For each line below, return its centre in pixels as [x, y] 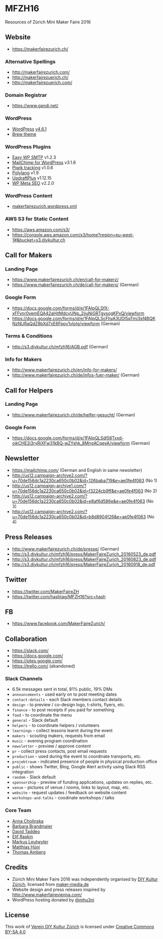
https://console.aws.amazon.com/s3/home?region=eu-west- [73, 235]
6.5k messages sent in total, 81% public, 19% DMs [62, 689]
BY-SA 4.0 [15, 932]
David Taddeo [26, 831]
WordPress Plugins [28, 146]
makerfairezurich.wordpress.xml [44, 206]
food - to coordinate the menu [42, 715]
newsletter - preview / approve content [51, 746]
